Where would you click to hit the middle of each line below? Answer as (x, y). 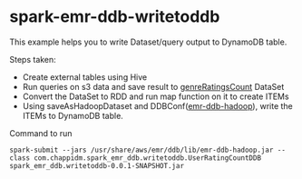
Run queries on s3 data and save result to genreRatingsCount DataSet (153, 86)
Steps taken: (33, 59)
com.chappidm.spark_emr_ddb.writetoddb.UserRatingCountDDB (147, 158)
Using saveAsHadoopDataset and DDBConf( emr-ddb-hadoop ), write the (157, 105)
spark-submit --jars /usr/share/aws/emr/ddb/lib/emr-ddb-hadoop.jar (141, 150)
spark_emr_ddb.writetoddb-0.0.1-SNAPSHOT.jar (97, 165)
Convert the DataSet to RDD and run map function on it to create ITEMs (156, 96)
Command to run (41, 133)
